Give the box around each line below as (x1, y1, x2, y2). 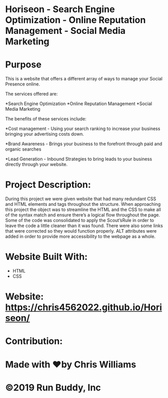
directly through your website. (5, 161, 68, 167)
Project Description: (5, 179, 91, 191)
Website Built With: (5, 251, 88, 262)
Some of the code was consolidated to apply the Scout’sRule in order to (5, 217, 154, 224)
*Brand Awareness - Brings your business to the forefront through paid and (5, 141, 162, 147)
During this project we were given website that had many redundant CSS (5, 196, 156, 202)
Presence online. (5, 81, 40, 87)
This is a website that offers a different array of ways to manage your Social (5, 76, 163, 82)
